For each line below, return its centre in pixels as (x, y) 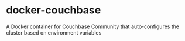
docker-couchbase (54, 10)
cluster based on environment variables (54, 32)
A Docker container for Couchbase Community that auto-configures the (93, 26)
